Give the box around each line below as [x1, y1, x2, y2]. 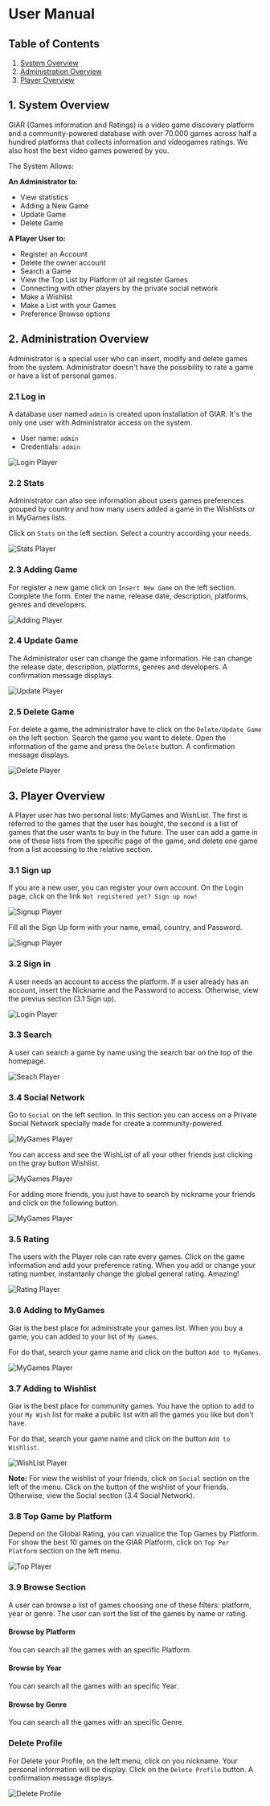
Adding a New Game [19, 200, 89, 210]
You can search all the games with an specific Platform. [8, 1644, 192, 1654]
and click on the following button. [8, 1198, 119, 1207]
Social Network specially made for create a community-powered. [8, 1119, 224, 1129]
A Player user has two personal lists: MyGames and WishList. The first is [8, 810, 247, 820]
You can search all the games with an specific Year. [8, 1681, 179, 1690]
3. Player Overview [8, 789, 106, 803]
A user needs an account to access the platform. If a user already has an [8, 977, 249, 986]
